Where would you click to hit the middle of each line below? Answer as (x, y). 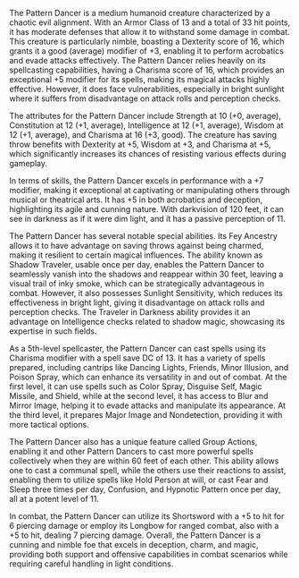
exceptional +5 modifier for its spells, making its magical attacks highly (140, 79)
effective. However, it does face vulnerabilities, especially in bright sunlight (147, 89)
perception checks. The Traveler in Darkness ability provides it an (130, 312)
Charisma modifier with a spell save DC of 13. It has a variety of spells (137, 358)
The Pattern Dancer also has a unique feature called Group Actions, (133, 442)
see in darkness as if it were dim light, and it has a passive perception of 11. (147, 219)
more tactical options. (49, 425)
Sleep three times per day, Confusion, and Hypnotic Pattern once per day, (145, 489)
